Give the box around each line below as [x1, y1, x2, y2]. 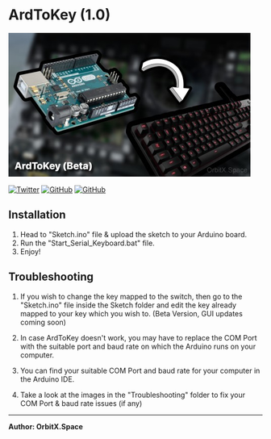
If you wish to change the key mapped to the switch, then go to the [19, 291, 243, 301]
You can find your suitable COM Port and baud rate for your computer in [19, 366, 261, 375]
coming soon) [19, 317, 67, 327]
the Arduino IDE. [19, 374, 75, 384]
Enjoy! [19, 246, 41, 256]
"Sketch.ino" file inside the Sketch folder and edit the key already [19, 300, 236, 310]
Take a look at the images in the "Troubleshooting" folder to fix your [19, 390, 246, 399]
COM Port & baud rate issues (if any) [19, 398, 143, 408]
